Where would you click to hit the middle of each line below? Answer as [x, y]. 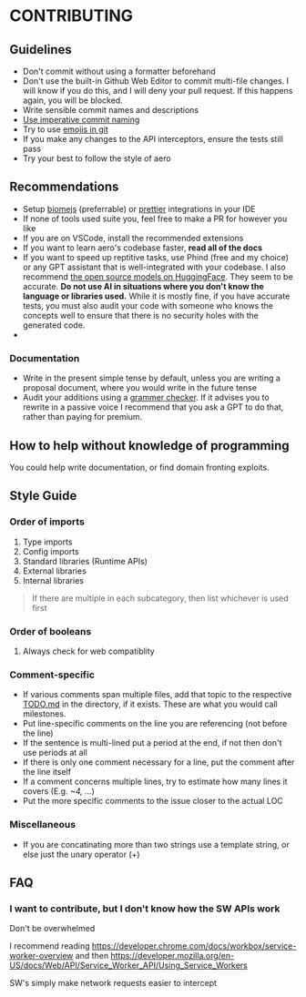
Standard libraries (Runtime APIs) [85, 561]
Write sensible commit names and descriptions [110, 110]
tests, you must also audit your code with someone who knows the [148, 305]
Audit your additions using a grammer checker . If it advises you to [146, 398]
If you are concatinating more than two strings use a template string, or [156, 844]
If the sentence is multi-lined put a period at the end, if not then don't [152, 743]
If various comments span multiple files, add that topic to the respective [157, 695]
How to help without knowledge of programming [149, 446]
